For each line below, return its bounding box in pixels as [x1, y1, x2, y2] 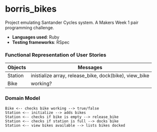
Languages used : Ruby [12, 34, 59, 40]
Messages [78, 64, 102, 71]
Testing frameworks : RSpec [12, 39, 70, 45]
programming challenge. [5, 24, 55, 30]
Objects [7, 64, 26, 71]
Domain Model [5, 95, 40, 102]
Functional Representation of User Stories [5, 51, 106, 58]
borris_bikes [5, 3, 57, 15]
